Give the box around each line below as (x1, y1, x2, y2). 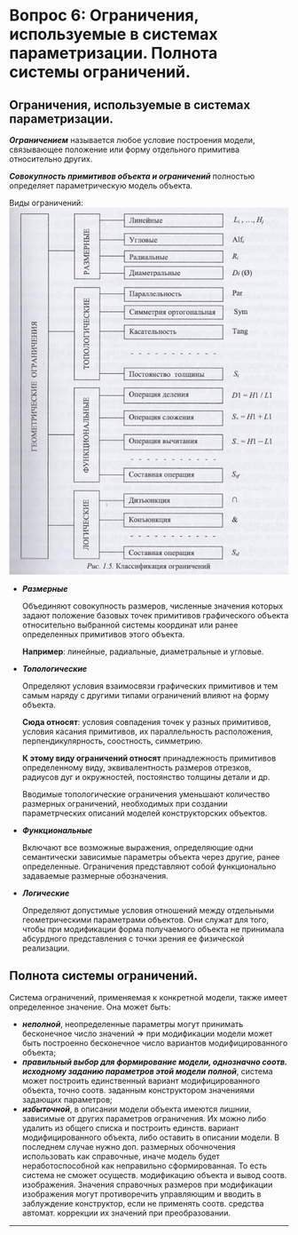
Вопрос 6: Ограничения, (9, 5, 200, 26)
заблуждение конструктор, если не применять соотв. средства (21, 1198, 264, 1208)
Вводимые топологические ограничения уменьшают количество (21, 788, 271, 800)
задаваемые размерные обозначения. (21, 870, 169, 880)
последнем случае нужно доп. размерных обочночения (21, 1141, 237, 1151)
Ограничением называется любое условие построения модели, (9, 135, 255, 145)
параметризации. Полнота (9, 44, 218, 63)
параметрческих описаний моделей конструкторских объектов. (21, 808, 268, 818)
